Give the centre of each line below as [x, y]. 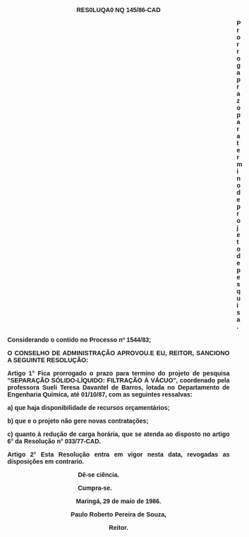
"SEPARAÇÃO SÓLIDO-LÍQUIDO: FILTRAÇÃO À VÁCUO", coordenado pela [119, 380]
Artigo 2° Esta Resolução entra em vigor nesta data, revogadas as [119, 454]
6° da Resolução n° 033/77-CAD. [54, 441]
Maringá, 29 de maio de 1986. [119, 501]
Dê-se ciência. [99, 475]
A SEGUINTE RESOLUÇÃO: [48, 360]
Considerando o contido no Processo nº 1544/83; [79, 340]
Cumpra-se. [95, 488]
